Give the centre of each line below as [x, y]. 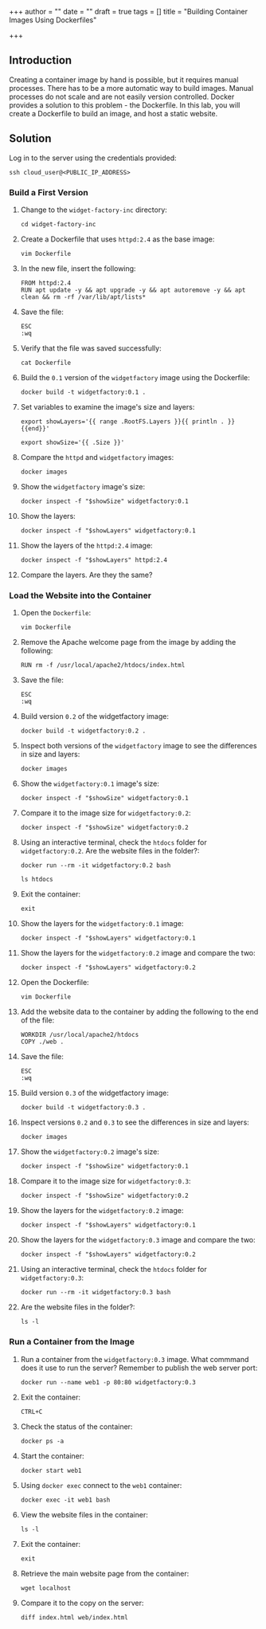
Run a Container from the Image [72, 1342]
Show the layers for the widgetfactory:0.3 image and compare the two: [138, 1240]
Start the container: [52, 1456]
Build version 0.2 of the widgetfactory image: [95, 716]
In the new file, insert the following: [78, 268]
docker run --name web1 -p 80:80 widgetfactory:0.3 [108, 1382]
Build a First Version [49, 192]
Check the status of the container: [76, 1427]
